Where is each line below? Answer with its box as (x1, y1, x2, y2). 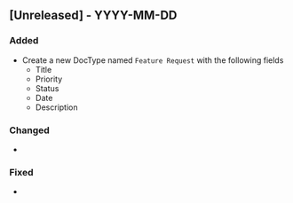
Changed (9, 124, 51, 137)
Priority (35, 74, 63, 84)
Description (35, 102, 78, 113)
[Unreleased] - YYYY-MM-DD (9, 8, 178, 23)
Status (35, 82, 59, 93)
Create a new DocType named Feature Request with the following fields (21, 54, 284, 66)
